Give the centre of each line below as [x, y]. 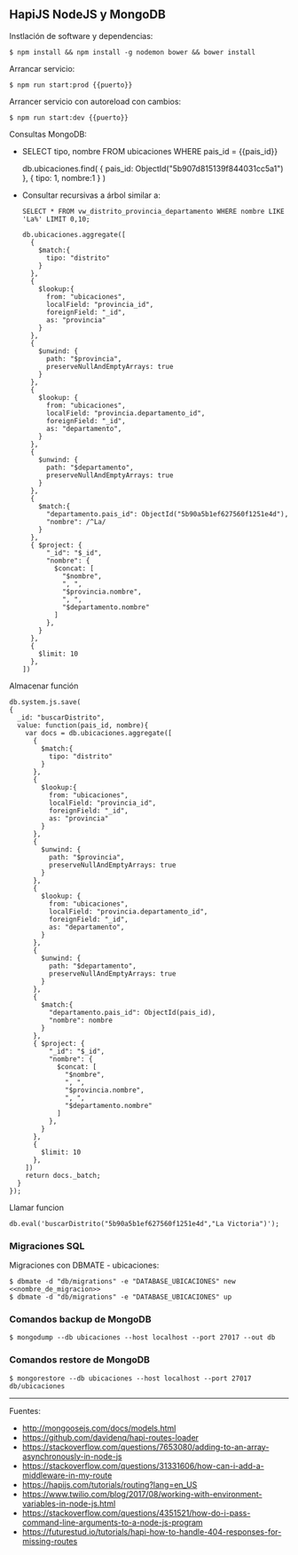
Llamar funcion [37, 1207]
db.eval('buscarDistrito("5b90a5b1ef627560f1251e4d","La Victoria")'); [144, 1223]
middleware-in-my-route [67, 1475]
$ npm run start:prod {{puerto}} [71, 85]
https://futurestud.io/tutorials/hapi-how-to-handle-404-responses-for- [152, 1531]
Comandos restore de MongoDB [80, 1360]
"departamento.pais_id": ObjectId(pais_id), [132, 1012]
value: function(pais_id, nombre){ [83, 725]
